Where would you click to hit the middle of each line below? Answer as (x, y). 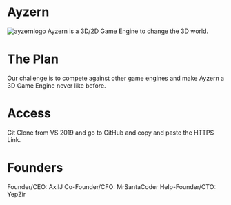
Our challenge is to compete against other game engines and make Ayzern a (116, 78)
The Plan (33, 59)
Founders (35, 168)
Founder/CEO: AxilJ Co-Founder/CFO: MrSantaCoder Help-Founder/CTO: (111, 186)
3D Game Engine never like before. (57, 85)
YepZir (17, 194)
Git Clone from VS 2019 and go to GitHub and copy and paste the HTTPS (111, 133)
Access (29, 114)
